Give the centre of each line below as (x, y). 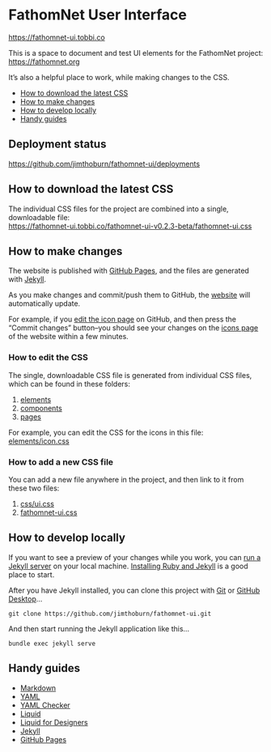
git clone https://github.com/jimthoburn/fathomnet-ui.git (110, 614)
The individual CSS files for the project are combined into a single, (119, 209)
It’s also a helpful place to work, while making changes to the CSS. (119, 77)
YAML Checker (45, 705)
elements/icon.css (39, 441)
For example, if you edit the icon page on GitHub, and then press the (123, 319)
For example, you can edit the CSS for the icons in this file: (106, 432)
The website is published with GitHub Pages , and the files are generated (129, 271)
